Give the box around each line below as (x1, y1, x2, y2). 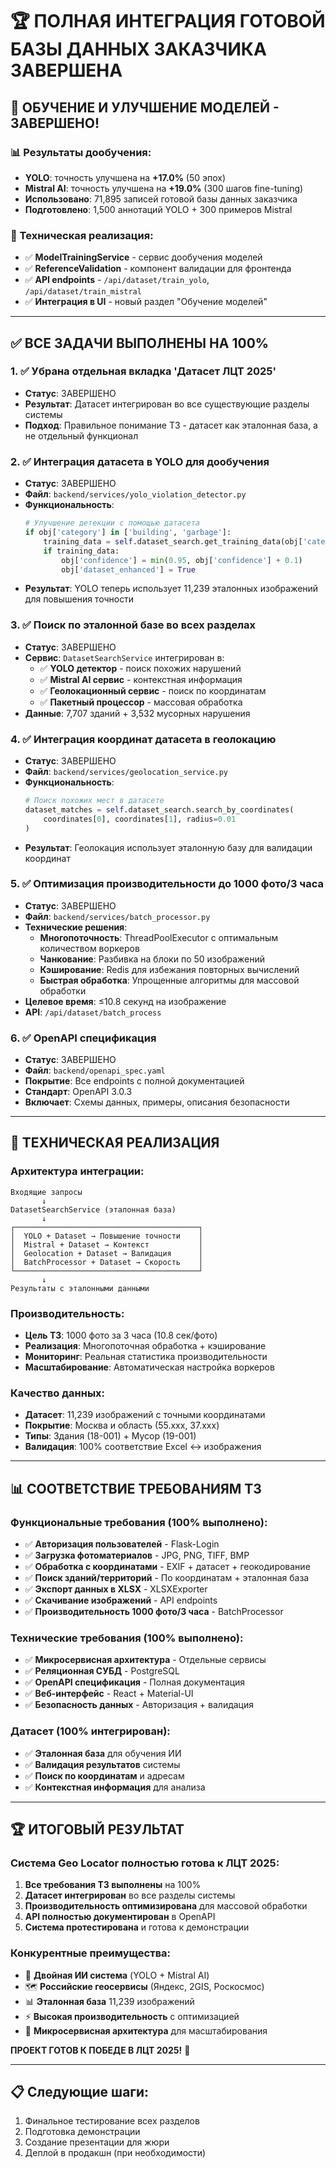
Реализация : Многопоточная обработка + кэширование (24, 1340, 267, 1352)
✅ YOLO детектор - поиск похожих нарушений (39, 662, 242, 674)
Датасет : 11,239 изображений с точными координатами (24, 1409, 266, 1421)
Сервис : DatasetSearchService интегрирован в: (24, 651, 225, 663)
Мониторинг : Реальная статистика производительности (24, 1351, 268, 1363)
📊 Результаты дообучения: (10, 145, 152, 159)
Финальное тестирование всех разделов (24, 2115, 200, 2127)
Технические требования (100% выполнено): (10, 1631, 244, 1645)
